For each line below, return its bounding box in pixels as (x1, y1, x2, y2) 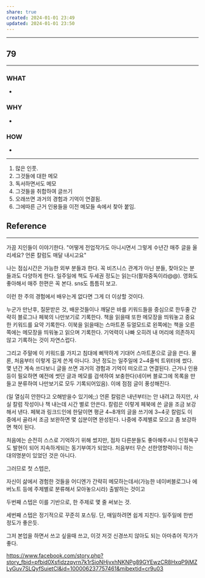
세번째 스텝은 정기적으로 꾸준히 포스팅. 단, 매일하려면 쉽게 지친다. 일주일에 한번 (6, 511, 193, 519)
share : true (6, 9, 37, 15)
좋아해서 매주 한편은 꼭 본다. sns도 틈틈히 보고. (6, 280, 118, 287)
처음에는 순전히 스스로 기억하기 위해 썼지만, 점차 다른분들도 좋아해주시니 (6, 436, 178, 443)
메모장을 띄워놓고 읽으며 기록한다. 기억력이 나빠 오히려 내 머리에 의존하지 (22, 328, 195, 336)
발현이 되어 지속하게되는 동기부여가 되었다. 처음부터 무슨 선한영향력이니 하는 (12, 444, 194, 451)
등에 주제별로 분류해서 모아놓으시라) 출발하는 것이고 (22, 485, 145, 492)
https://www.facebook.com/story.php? (6, 552, 104, 559)
